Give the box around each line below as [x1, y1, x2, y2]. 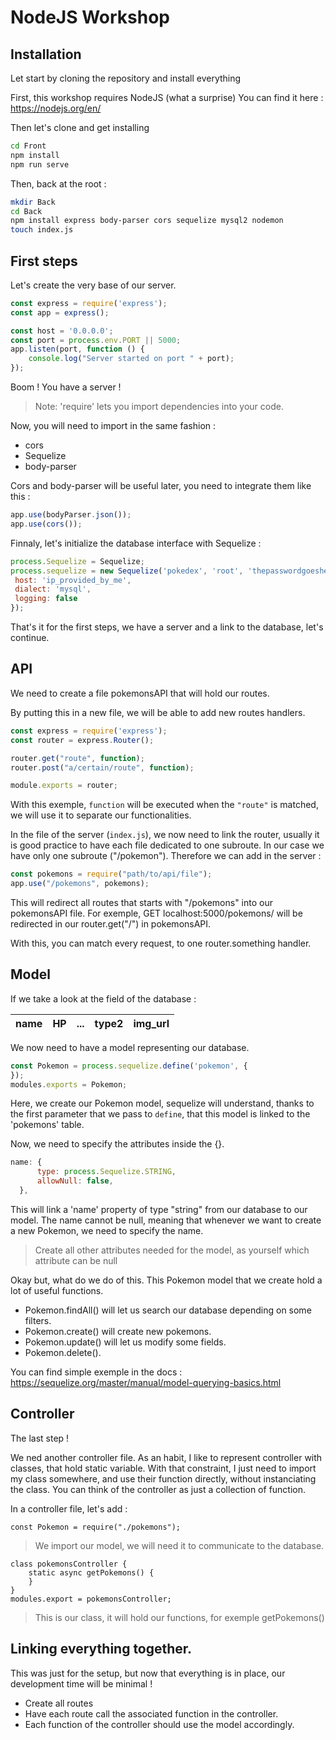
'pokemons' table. [10, 1119, 85, 1131]
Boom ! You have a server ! [10, 381, 122, 393]
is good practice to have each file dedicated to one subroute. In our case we [10, 839, 325, 851]
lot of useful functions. [10, 1284, 104, 1296]
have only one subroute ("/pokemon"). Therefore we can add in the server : [10, 850, 322, 862]
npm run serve [10, 159, 70, 170]
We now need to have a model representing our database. [10, 1041, 250, 1053]
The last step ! [10, 1432, 70, 1444]
